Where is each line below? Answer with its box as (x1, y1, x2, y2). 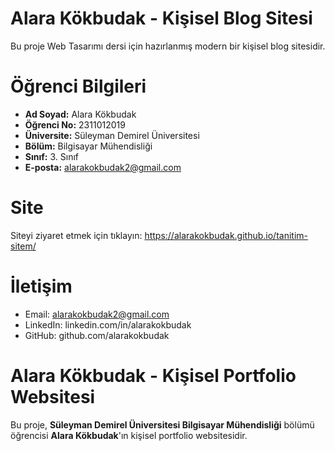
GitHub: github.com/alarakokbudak (24, 329, 170, 341)
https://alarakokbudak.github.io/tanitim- (144, 229, 309, 241)
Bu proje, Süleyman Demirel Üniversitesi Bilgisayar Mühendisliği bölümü (10, 418, 315, 431)
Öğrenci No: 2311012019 (24, 118, 126, 131)
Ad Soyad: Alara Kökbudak (24, 108, 137, 120)
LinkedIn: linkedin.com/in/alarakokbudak (24, 318, 192, 331)
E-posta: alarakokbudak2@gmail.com (24, 161, 182, 173)
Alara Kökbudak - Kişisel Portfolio (10, 364, 297, 387)
